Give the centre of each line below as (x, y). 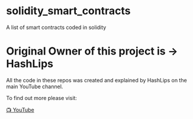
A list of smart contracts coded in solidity (56, 27)
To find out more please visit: (41, 98)
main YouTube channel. (35, 86)
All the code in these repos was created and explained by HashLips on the (97, 80)
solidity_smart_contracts (68, 11)
